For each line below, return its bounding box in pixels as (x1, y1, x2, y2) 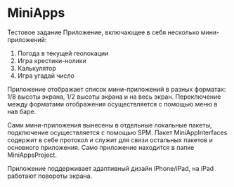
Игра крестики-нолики (17, 56, 86, 64)
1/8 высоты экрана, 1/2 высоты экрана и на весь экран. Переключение (7, 92, 221, 101)
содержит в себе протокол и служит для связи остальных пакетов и (7, 135, 213, 144)
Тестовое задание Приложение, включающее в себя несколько (7, 28, 200, 36)
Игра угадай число (17, 71, 75, 80)
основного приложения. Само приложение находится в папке (7, 143, 195, 151)
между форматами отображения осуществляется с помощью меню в (7, 99, 218, 108)
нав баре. (7, 107, 37, 116)
